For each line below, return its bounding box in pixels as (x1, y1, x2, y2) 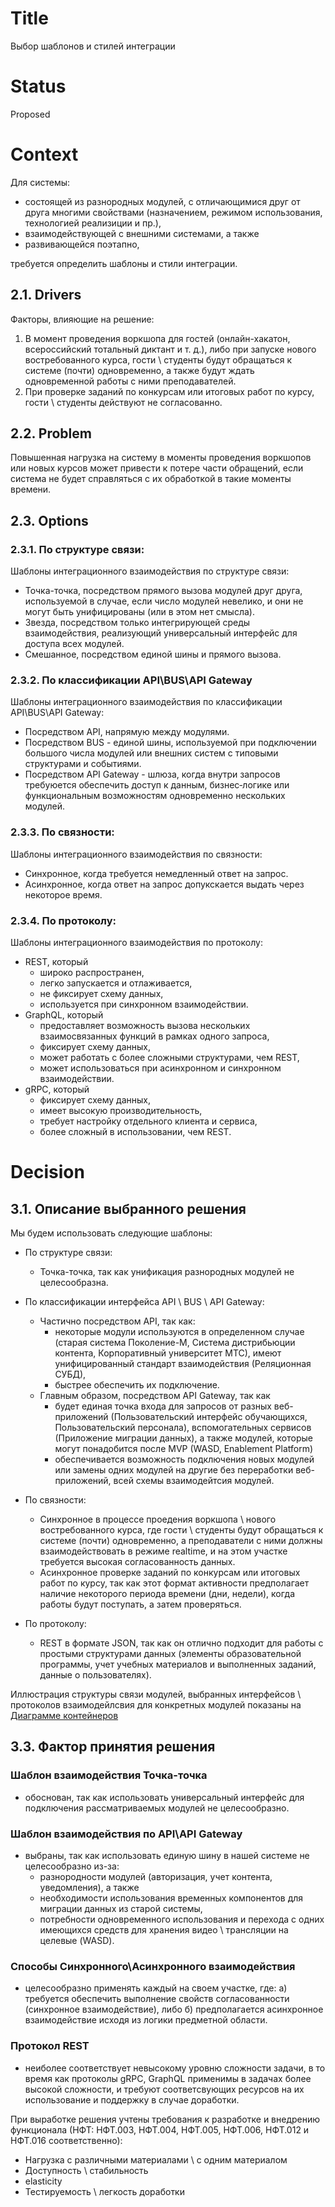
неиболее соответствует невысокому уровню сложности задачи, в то (24, 2062, 326, 2074)
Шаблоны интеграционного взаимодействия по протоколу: (10, 937, 263, 949)
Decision (10, 1161, 85, 1184)
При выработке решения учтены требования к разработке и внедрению (10, 2113, 321, 2125)
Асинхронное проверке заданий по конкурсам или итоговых (39, 1567, 301, 1579)
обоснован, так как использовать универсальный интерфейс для (24, 1791, 305, 1803)
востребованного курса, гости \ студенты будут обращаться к (24, 353, 293, 366)
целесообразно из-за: (24, 1860, 120, 1872)
